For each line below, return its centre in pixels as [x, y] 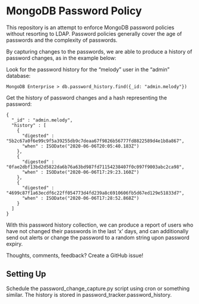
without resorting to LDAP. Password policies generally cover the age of [94, 33]
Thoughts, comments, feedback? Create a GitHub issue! [75, 255]
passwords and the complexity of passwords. [62, 40]
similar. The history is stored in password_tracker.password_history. [89, 294]
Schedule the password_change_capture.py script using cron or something [98, 288]
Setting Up [26, 274]
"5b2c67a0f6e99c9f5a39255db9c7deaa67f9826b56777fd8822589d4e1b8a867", [95, 141]
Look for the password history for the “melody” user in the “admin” [88, 69]
